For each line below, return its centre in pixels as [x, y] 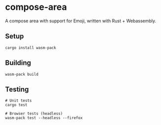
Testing [17, 89]
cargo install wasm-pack [31, 48]
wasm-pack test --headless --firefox [44, 118]
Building [18, 63]
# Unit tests [19, 101]
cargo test [16, 105]
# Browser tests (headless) [34, 114]
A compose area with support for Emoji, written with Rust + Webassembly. [81, 21]
